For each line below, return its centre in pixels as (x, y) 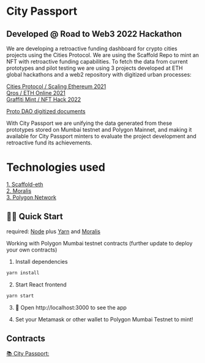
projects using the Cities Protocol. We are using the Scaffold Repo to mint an (103, 55)
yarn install (23, 273)
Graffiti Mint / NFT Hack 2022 (44, 99)
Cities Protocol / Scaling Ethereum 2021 (56, 86)
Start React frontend (41, 284)
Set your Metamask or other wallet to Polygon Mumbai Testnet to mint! (104, 319)
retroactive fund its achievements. (50, 143)
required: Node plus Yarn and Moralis (54, 231)
